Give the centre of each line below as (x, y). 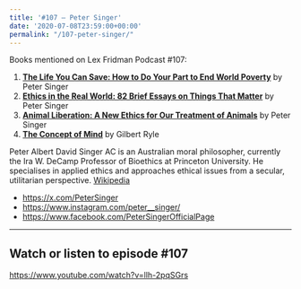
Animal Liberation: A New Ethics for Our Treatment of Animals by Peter (156, 115)
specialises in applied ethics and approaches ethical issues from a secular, (147, 171)
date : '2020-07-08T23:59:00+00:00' (76, 26)
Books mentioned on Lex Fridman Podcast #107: (98, 60)
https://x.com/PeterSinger (70, 197)
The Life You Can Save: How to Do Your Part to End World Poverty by (152, 77)
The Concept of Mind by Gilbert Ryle (90, 135)
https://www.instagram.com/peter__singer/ (101, 207)
